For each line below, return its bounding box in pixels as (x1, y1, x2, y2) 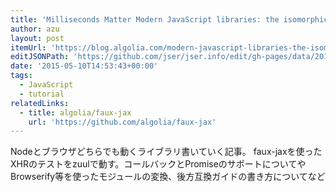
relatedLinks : (10, 98, 70, 108)
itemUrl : (10, 42, 47, 53)
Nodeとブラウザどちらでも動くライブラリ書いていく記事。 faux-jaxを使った (10, 146, 323, 158)
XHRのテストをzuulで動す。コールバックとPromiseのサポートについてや (10, 158, 307, 170)
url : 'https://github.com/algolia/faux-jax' (28, 117, 217, 127)
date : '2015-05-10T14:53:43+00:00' (10, 61, 159, 71)
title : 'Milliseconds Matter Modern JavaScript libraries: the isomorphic (10, 14, 329, 25)
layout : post (10, 33, 65, 43)
